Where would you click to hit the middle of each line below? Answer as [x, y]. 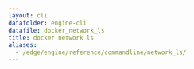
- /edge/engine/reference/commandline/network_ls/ [101, 52]
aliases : [23, 45]
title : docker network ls [51, 38]
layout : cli [28, 15]
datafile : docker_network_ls [56, 30]
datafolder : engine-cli [48, 23]
